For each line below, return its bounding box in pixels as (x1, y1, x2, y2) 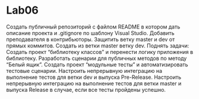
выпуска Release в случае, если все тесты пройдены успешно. (6, 86, 166, 93)
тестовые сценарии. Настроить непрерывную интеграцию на (6, 67, 162, 74)
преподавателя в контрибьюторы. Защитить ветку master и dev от (6, 36, 175, 43)
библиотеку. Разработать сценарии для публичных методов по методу (6, 55, 187, 62)
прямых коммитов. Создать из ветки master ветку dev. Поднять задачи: (6, 42, 189, 49)
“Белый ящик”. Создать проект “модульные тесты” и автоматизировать (6, 60, 188, 68)
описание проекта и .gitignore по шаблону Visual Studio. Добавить (6, 29, 175, 36)
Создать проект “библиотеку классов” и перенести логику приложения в (6, 48, 194, 55)
